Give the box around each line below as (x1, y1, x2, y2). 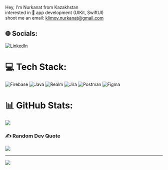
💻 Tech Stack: (5, 61, 67, 72)
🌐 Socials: (5, 30, 38, 38)
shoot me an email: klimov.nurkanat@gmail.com (5, 15, 104, 21)
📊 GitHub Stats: (5, 100, 73, 111)
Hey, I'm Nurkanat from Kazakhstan (5, 5, 78, 10)
